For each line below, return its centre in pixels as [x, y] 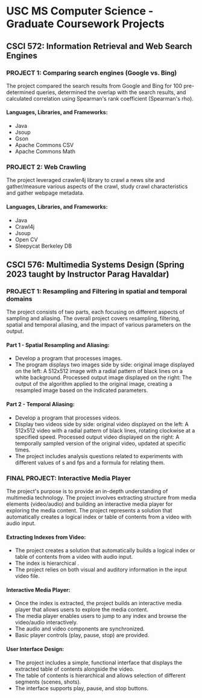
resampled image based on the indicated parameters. [81, 391]
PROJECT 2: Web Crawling [46, 167]
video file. [27, 576]
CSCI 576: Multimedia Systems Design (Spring [96, 264]
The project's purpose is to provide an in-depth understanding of [87, 491]
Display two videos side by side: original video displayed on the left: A [102, 424]
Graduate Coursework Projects [85, 24]
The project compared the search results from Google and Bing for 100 [94, 86]
